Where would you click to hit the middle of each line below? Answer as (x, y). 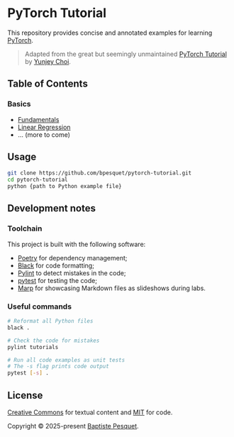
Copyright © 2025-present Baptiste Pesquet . (73, 426)
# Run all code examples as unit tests (66, 360)
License (25, 395)
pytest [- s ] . (28, 373)
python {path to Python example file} (65, 187)
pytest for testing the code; (57, 280)
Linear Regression (44, 127)
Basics (19, 104)
